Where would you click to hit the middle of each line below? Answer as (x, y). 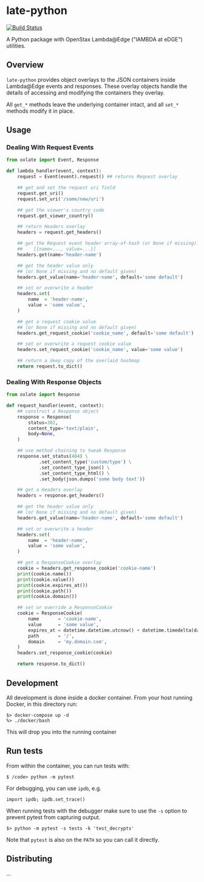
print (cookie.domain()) (47, 597)
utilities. (16, 46)
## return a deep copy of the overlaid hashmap (78, 361)
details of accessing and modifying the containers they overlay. (86, 93)
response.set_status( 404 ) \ (53, 457)
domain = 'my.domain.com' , (68, 642)
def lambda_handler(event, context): (54, 171)
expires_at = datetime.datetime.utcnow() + (84, 630)
